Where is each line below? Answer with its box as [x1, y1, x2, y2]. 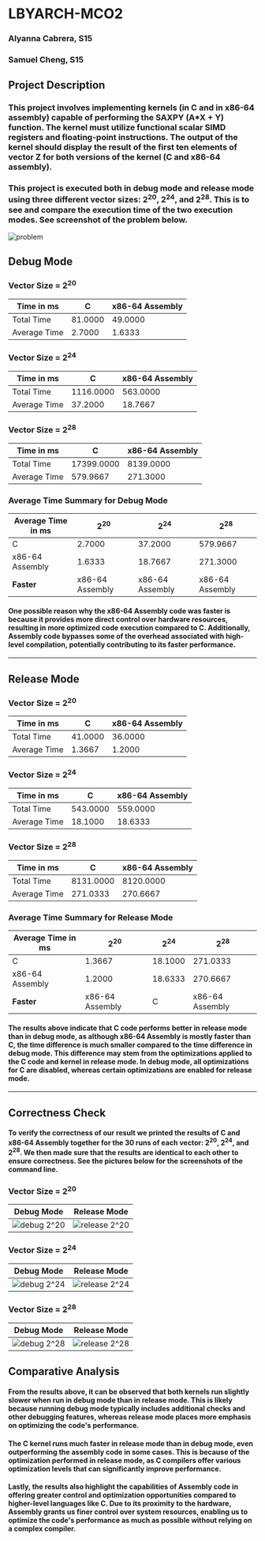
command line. [8, 1164, 58, 1174]
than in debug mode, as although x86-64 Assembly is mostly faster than [8, 1031, 251, 1041]
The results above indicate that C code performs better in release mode [8, 1023, 248, 1033]
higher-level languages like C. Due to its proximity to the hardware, [8, 1499, 232, 1509]
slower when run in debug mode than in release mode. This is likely [8, 1395, 233, 1404]
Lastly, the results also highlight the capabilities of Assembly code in [8, 1482, 239, 1491]
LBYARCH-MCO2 [8, 5, 124, 23]
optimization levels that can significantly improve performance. [8, 1464, 222, 1473]
